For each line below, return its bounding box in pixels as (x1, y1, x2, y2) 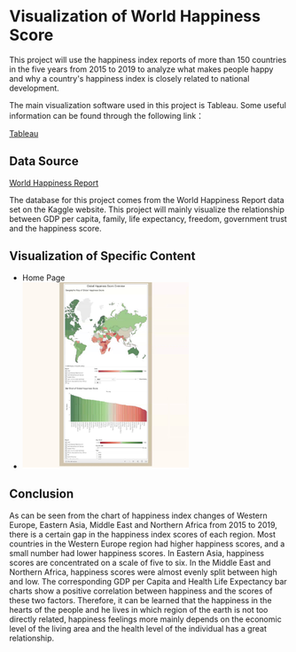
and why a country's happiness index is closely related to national (9, 73, 250, 83)
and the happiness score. (9, 223, 102, 233)
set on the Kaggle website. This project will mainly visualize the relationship (9, 204, 285, 215)
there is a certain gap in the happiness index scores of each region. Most (9, 529, 277, 539)
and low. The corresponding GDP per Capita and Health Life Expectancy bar (9, 576, 288, 586)
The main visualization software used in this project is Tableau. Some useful (9, 99, 286, 110)
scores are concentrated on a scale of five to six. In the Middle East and (9, 557, 271, 568)
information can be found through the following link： (9, 110, 204, 121)
